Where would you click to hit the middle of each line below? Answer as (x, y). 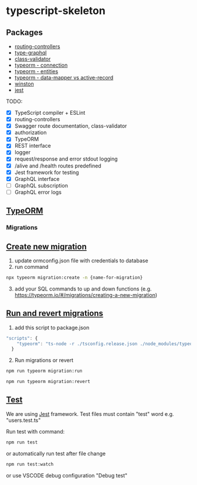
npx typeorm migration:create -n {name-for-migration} (74, 277)
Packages (24, 33)
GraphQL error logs (38, 192)
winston (24, 84)
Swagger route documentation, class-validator (71, 126)
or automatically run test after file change (56, 453)
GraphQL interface (37, 179)
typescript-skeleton (56, 11)
